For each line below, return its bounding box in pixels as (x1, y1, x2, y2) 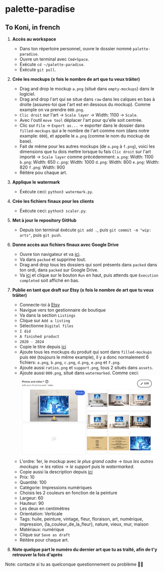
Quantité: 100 (19, 479, 47, 485)
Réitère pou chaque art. (19, 170, 67, 176)
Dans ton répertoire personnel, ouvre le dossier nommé (19, 46, 132, 51)
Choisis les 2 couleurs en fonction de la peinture (19, 490, 118, 496)
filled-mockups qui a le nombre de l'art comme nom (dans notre (19, 128, 150, 134)
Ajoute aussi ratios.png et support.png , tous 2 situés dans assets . (19, 365, 154, 370)
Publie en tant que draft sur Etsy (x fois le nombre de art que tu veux (12, 287, 154, 293)
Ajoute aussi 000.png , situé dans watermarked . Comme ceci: (19, 370, 139, 376)
